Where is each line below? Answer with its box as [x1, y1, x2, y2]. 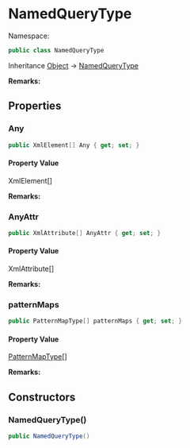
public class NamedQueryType [8, 46, 104, 54]
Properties [8, 99, 62, 113]
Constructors [8, 390, 76, 404]
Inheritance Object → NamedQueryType [8, 60, 139, 70]
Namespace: [8, 31, 50, 41]
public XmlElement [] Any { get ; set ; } [8, 141, 140, 149]
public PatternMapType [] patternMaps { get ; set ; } [8, 317, 182, 326]
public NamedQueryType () [8, 432, 90, 441]
